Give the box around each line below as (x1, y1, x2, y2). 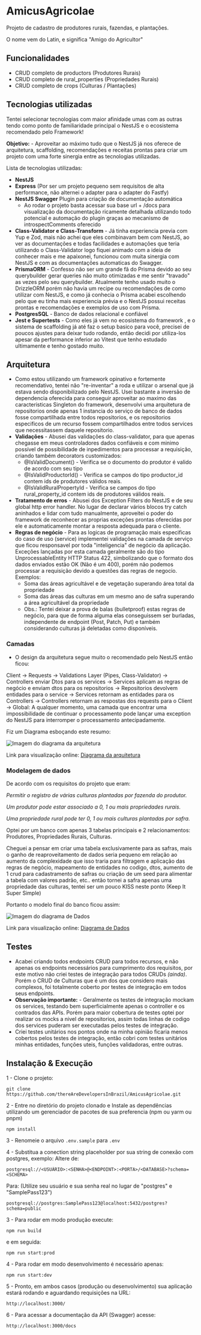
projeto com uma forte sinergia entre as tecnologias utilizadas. (6, 152, 161, 160)
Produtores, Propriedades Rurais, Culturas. (6, 833, 112, 840)
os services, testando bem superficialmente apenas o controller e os (14, 1002, 185, 1010)
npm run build (6, 1227, 42, 1234)
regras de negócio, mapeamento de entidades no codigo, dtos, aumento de (6, 863, 193, 871)
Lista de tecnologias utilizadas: (6, 164, 83, 171)
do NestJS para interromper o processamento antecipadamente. (6, 716, 166, 723)
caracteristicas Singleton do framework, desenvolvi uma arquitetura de (14, 401, 191, 409)
